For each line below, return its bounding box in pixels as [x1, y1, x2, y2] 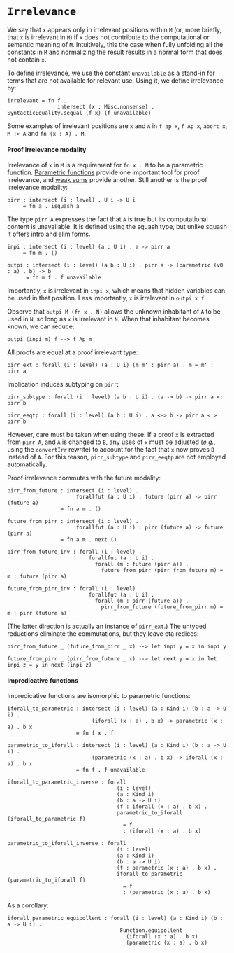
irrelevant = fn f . [7, 97, 68, 104]
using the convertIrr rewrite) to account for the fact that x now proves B [7, 445, 214, 454]
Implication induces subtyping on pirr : [7, 380, 119, 389]
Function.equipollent [119, 927, 183, 934]
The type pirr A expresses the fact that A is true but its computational [7, 215, 208, 223]
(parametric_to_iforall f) [7, 877, 86, 884]
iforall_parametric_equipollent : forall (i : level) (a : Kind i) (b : [7, 915, 224, 922]
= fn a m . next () [60, 536, 117, 543]
